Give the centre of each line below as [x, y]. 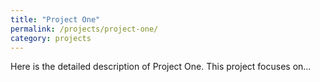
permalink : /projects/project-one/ [84, 29]
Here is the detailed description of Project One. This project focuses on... [161, 67]
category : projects [51, 38]
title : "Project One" [55, 19]
